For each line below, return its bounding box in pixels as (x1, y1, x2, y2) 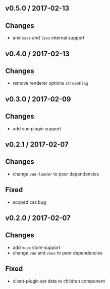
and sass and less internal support (12, 35, 85, 41)
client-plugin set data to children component (12, 278, 105, 284)
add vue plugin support (12, 125, 62, 131)
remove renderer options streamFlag (12, 80, 88, 86)
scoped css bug (12, 199, 46, 205)
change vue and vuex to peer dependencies (12, 249, 103, 256)
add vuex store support (12, 244, 61, 250)
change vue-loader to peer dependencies (12, 171, 99, 177)
